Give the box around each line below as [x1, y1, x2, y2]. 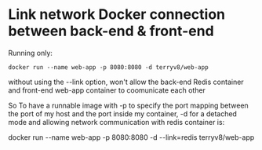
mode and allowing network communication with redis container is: [8, 117, 225, 126]
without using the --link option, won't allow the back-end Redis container [8, 77, 245, 86]
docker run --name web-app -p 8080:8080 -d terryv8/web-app [8, 63, 209, 71]
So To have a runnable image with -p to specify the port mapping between [8, 101, 249, 110]
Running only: [8, 48, 53, 57]
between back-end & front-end [8, 22, 214, 40]
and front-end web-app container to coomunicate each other [8, 85, 206, 95]
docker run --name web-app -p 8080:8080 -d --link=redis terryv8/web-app [8, 132, 255, 142]
